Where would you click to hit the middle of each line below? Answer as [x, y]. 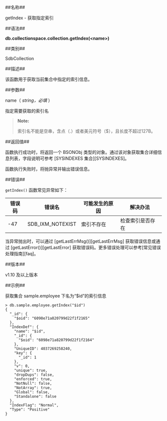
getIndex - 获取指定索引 [29, 18]
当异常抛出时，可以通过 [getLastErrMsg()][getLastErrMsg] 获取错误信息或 [81, 241]
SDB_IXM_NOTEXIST [52, 224]
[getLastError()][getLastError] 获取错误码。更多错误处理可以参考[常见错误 [86, 247]
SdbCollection [20, 58]
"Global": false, [32, 392]
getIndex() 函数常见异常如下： [37, 190]
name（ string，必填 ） [29, 100]
